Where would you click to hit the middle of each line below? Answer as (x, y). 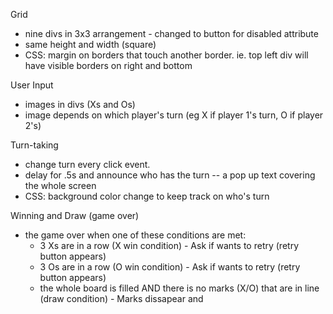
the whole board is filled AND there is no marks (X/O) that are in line (179, 288)
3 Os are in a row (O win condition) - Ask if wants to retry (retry (170, 267)
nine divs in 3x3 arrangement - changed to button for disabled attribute (171, 33)
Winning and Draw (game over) (75, 215)
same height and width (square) (90, 44)
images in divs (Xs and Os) (80, 104)
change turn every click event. (87, 164)
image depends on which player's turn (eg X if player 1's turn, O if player (174, 115)
